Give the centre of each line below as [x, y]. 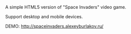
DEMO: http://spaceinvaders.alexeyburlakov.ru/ [54, 26]
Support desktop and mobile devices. [44, 17]
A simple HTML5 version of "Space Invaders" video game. [66, 7]
